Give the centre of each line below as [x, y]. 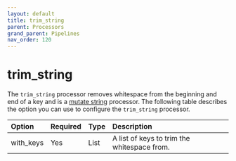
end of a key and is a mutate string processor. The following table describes [117, 102]
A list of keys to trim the [151, 139]
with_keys [27, 143]
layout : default [31, 14]
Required [66, 127]
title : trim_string [36, 20]
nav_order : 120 [29, 40]
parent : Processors [36, 27]
